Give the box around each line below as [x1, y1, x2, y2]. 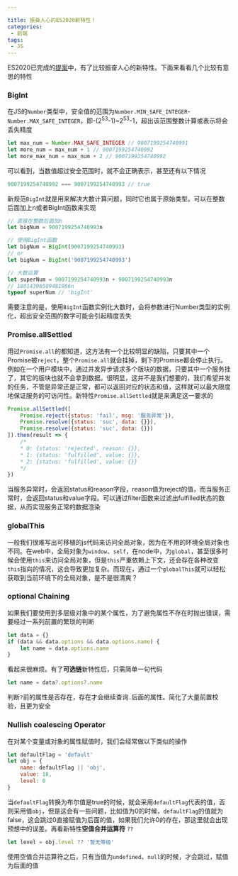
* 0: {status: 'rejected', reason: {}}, [20, 445, 141, 452]
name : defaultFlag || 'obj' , [20, 764, 106, 772]
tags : [7, 36, 23, 43]
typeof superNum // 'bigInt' [7, 289, 93, 296]
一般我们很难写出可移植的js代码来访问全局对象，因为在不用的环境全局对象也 [7, 538, 229, 546]
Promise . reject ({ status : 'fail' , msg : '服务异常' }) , [20, 412, 175, 419]
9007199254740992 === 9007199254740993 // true [7, 180, 151, 188]
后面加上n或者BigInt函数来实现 [7, 203, 97, 211]
